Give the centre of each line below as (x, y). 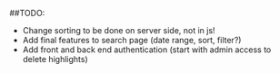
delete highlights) (55, 59)
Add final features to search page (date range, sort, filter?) (132, 40)
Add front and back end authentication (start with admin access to (147, 50)
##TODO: (27, 13)
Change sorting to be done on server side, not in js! (119, 30)
